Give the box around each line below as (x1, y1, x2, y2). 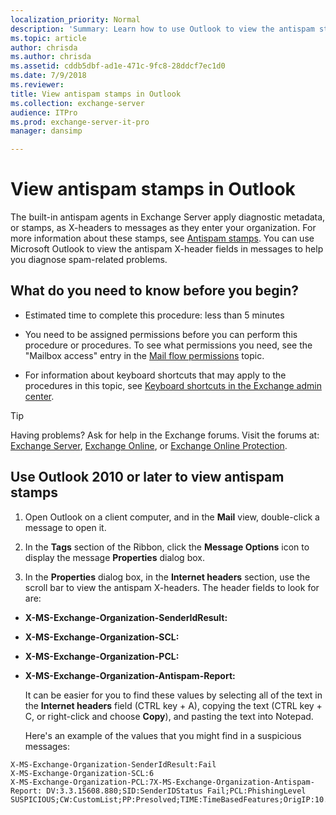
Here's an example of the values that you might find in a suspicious (24, 729, 302, 741)
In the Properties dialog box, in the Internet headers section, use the (24, 571, 311, 583)
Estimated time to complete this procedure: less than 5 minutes (24, 309, 285, 321)
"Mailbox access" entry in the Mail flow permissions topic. (24, 349, 265, 361)
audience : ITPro (10, 107, 78, 118)
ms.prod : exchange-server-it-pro (10, 117, 150, 127)
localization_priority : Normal (10, 14, 141, 25)
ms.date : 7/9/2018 (10, 71, 87, 81)
